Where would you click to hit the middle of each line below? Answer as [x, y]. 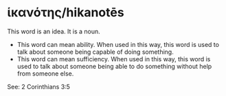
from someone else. [45, 74]
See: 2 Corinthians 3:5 [39, 86]
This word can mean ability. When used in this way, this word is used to [118, 44]
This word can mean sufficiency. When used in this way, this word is [114, 59]
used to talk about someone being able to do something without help [114, 66]
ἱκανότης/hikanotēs [66, 13]
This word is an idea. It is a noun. [54, 31]
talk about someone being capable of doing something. [95, 52]
